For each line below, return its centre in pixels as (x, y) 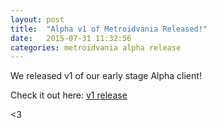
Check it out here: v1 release (69, 95)
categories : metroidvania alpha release (96, 47)
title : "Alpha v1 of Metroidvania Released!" (109, 29)
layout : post (37, 19)
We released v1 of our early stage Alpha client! (106, 76)
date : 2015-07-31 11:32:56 (71, 38)
